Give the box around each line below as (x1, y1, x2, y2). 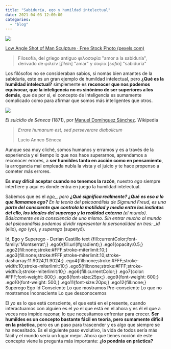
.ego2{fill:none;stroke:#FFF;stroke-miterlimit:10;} (5, 247, 108, 253)
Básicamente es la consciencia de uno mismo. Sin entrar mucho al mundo (5, 215, 162, 221)
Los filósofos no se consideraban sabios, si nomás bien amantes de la (5, 70, 153, 77)
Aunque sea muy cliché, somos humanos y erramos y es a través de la (5, 146, 154, 153)
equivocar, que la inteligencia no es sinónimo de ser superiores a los (5, 87, 153, 93)
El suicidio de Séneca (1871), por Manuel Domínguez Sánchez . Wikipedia (5, 117, 158, 123)
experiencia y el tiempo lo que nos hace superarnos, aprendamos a (5, 152, 147, 158)
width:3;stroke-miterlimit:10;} (5, 268, 66, 275)
